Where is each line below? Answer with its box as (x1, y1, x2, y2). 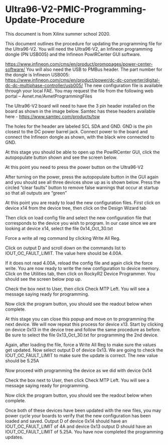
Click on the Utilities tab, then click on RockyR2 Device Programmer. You (5, 271, 155, 277)
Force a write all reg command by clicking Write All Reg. (5, 235, 121, 241)
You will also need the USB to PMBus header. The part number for (26, 66, 162, 72)
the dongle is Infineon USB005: (5, 71, 70, 77)
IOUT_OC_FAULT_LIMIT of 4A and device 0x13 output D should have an (5, 423, 152, 429)
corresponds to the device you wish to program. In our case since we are (5, 220, 156, 226)
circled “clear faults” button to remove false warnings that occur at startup (5, 185, 159, 191)
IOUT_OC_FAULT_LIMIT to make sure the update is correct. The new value (5, 352, 158, 358)
